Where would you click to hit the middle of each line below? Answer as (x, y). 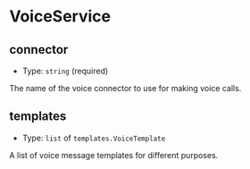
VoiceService (60, 17)
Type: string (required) (65, 71)
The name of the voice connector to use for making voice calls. (125, 88)
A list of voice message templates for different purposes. (114, 155)
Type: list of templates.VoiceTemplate (94, 138)
